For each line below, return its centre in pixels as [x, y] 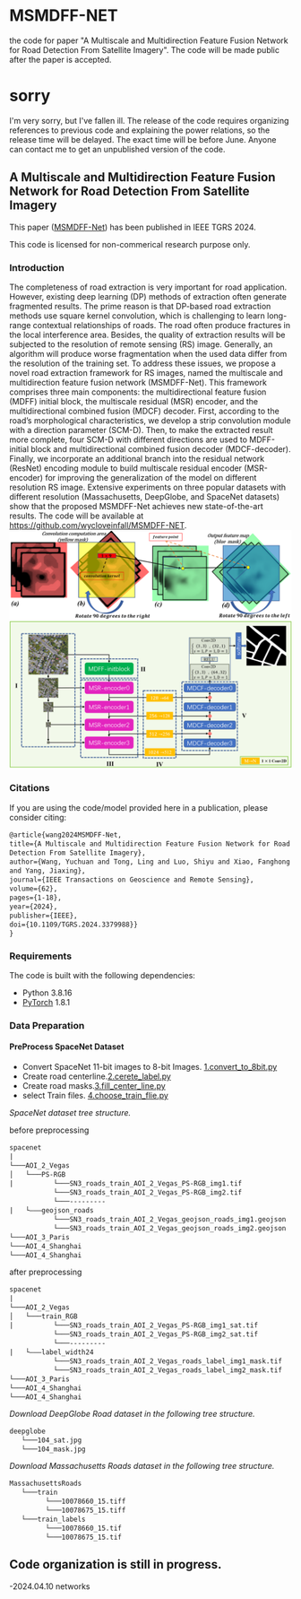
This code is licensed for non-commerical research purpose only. [130, 244]
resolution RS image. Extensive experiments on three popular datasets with [148, 487]
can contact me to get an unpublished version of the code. [117, 149]
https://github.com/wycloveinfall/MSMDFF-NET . [98, 525]
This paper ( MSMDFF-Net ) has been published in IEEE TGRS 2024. [133, 227]
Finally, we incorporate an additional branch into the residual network [137, 458]
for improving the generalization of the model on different [150, 477]
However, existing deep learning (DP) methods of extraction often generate [148, 296]
